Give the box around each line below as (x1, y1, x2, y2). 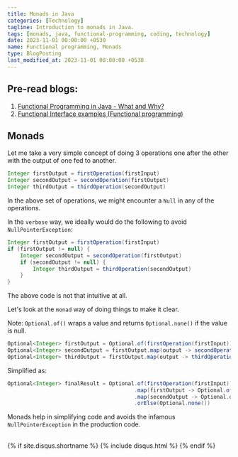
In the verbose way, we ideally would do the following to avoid (7, 217, 188, 226)
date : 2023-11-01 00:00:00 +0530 (7, 37, 106, 44)
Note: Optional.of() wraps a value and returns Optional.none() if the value (7, 319, 228, 328)
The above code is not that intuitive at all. (7, 291, 127, 300)
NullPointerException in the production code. (7, 420, 141, 429)
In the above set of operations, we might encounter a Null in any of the (7, 196, 215, 205)
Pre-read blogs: (7, 83, 78, 95)
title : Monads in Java (7, 10, 74, 18)
